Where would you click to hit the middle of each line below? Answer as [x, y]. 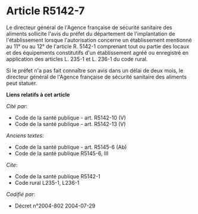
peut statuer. [22, 83]
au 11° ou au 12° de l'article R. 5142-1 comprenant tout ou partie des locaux [98, 46]
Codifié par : [21, 194]
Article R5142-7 [45, 11]
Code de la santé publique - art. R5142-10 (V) [70, 118]
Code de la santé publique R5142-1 [57, 176]
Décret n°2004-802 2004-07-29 [55, 206]
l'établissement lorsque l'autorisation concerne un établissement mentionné [99, 40]
